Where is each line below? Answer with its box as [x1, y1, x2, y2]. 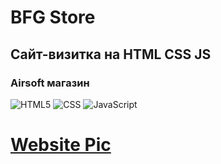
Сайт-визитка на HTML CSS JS [10, 46, 212, 63]
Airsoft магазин [10, 76, 90, 90]
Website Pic [10, 134, 112, 156]
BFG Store [10, 6, 96, 29]
